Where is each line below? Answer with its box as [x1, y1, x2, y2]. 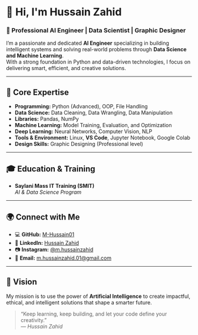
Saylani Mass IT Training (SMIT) [14, 183, 95, 190]
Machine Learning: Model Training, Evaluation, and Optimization [14, 122, 172, 129]
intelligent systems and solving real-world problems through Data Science [6, 46, 187, 53]
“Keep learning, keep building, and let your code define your [20, 310, 167, 317]
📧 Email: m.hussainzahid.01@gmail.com [14, 254, 112, 261]
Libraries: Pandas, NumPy [14, 115, 80, 122]
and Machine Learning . [6, 52, 64, 59]
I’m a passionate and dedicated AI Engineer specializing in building [6, 39, 170, 47]
